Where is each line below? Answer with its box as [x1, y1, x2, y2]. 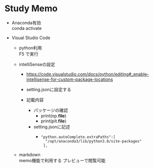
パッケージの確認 [33, 107, 68, 113]
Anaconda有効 [11, 20, 41, 25]
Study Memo [4, 3, 58, 14]
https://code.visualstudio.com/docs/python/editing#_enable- [26, 71, 149, 77]
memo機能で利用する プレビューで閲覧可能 [19, 157, 106, 163]
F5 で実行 [19, 51, 39, 57]
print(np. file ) [41, 113, 66, 119]
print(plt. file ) [41, 118, 66, 124]
